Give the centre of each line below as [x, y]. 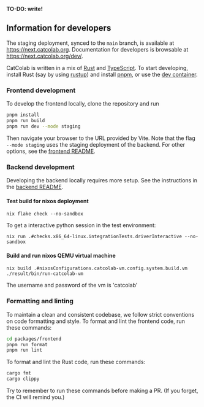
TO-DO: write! [25, 9]
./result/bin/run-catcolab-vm [45, 274]
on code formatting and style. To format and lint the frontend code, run [96, 321]
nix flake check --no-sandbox [45, 214]
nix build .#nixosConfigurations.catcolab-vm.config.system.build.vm [97, 269]
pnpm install [23, 115]
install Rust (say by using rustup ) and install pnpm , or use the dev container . [102, 74]
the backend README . [35, 187]
